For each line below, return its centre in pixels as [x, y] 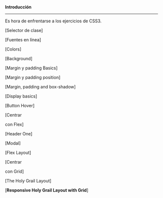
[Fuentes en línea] [23, 40]
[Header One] [19, 134]
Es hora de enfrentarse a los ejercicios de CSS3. [53, 21]
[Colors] [13, 49]
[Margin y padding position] [33, 77]
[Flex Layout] [18, 153]
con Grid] [15, 171]
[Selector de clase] [24, 30]
